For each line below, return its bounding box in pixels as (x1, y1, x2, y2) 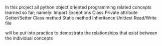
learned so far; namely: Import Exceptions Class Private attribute (5, 9, 138, 15)
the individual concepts (5, 35, 53, 41)
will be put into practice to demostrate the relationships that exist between (5, 30, 158, 35)
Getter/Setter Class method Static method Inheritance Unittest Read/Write (5, 15, 157, 20)
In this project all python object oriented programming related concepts (5, 4, 152, 10)
